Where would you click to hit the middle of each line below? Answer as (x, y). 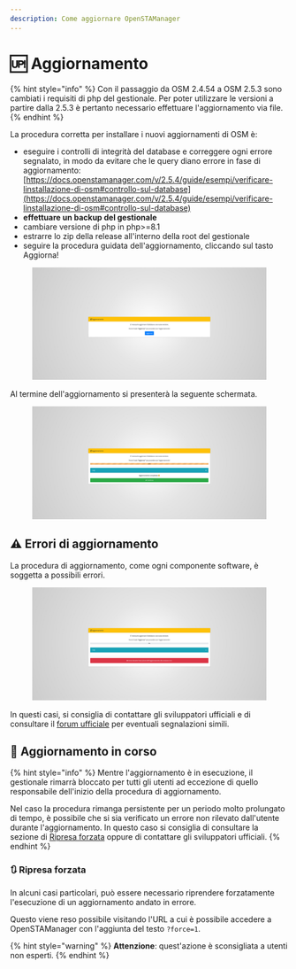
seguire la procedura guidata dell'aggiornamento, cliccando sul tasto (148, 245)
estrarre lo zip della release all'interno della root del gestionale (136, 236)
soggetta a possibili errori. (57, 575)
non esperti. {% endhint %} (60, 955)
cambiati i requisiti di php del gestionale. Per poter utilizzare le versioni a (142, 98)
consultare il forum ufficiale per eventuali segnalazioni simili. (120, 724)
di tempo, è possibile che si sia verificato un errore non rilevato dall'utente (145, 818)
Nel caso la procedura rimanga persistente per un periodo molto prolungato (148, 809)
